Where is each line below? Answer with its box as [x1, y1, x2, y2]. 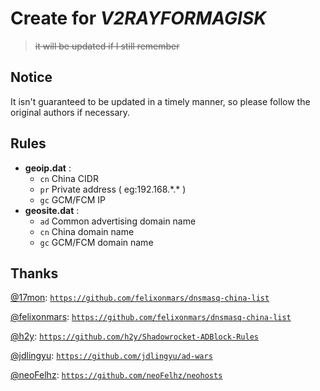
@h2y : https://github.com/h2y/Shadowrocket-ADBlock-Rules [10, 330, 259, 342]
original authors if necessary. [10, 106, 131, 118]
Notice [10, 69, 53, 86]
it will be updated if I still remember [34, 40, 180, 52]
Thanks [10, 265, 59, 282]
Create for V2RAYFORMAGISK [10, 7, 267, 30]
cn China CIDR [39, 172, 99, 184]
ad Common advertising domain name [39, 215, 197, 227]
